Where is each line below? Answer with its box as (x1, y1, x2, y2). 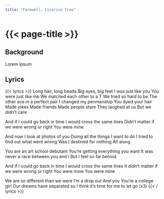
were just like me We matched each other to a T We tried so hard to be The (5, 94, 158, 99)
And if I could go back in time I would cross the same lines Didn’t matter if (5, 119, 155, 125)
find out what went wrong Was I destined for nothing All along (5, 139, 131, 145)
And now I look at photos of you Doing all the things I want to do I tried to (5, 133, 153, 139)
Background (5, 48, 43, 57)
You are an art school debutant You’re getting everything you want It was (5, 148, 154, 154)
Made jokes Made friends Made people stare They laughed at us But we (5, 104, 152, 110)
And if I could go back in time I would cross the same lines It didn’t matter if (5, 163, 158, 169)
